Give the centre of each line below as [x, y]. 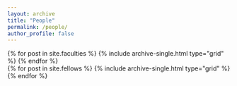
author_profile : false [41, 33]
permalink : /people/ [38, 27]
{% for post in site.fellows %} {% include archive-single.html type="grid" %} [119, 68]
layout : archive [31, 14]
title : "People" [31, 20]
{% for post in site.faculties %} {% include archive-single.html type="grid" [116, 54]
